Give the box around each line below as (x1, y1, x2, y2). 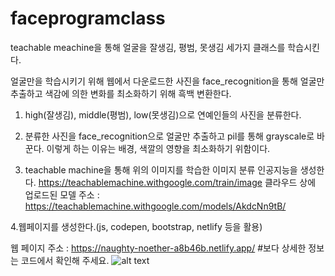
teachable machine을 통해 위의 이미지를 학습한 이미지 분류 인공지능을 (24, 163, 298, 176)
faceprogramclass (10, 7, 166, 30)
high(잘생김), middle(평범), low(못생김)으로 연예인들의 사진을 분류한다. (24, 108, 302, 121)
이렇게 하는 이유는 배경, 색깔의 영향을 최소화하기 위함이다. (46, 142, 271, 154)
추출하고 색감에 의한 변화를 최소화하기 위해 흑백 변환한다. (10, 87, 232, 99)
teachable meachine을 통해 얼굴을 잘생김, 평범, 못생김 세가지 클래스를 (10, 41, 286, 53)
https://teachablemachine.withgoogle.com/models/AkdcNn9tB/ (24, 200, 287, 212)
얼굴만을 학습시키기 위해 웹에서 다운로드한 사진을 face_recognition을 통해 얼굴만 (10, 75, 325, 87)
